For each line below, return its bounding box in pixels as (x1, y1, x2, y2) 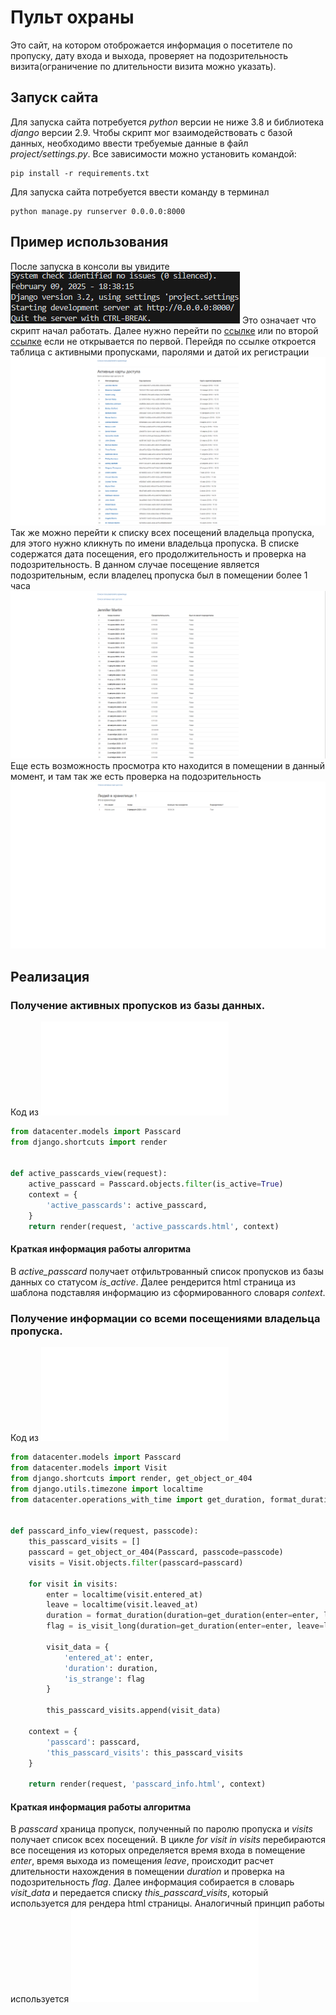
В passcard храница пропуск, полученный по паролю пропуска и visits (10, 1823, 313, 1835)
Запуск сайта (10, 89, 99, 106)
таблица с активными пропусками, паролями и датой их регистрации (10, 346, 310, 358)
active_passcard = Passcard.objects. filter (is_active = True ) (28, 1179, 284, 1190)
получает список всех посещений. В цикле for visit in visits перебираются (10, 1834, 326, 1846)
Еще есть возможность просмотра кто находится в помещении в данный (10, 760, 325, 772)
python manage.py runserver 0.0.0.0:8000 (10, 206, 186, 216)
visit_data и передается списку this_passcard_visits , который (10, 1887, 269, 1899)
